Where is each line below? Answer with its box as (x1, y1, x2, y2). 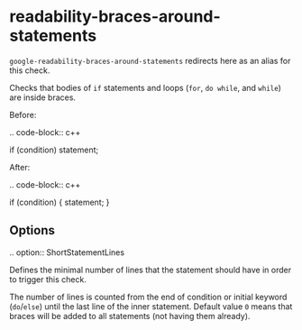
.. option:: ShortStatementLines (9, 246, 124, 258)
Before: (9, 109, 37, 120)
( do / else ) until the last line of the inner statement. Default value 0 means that (9, 300, 293, 312)
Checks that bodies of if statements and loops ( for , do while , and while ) (9, 82, 282, 93)
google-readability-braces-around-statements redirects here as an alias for (9, 55, 291, 66)
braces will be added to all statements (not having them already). (9, 310, 251, 321)
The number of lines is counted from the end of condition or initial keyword (9, 291, 288, 302)
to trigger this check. (9, 273, 87, 285)
